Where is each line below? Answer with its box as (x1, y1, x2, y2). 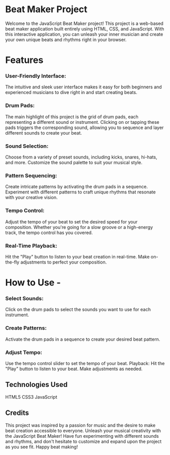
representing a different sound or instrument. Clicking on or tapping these (5, 119, 160, 125)
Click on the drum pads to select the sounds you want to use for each (5, 306, 151, 313)
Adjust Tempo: (5, 349, 42, 356)
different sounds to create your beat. (5, 129, 82, 136)
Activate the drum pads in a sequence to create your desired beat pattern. (5, 336, 160, 342)
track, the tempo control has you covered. (5, 230, 93, 236)
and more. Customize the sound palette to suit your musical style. (5, 159, 143, 166)
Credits (5, 409, 29, 417)
